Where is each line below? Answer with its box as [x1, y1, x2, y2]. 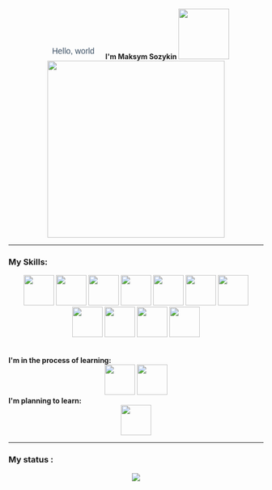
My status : [8, 454, 54, 466]
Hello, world [51, 46, 95, 56]
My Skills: [8, 256, 49, 268]
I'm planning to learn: [8, 396, 83, 406]
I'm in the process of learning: [8, 356, 112, 365]
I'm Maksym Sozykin [104, 52, 177, 61]
